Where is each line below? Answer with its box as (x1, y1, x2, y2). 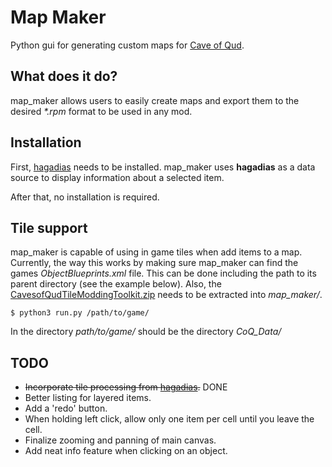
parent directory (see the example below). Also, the (10, 278, 222, 290)
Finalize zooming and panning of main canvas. (24, 434, 217, 446)
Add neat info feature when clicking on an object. (24, 445, 228, 457)
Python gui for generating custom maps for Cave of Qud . (10, 39, 245, 51)
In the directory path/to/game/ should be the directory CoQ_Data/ (10, 326, 282, 338)
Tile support (10, 219, 88, 236)
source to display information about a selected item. (10, 171, 225, 183)
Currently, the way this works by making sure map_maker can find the (10, 257, 299, 269)
